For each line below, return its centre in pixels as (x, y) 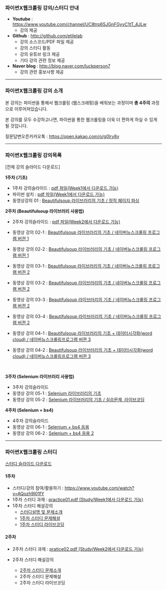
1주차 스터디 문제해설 (40, 518)
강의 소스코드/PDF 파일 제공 (47, 42)
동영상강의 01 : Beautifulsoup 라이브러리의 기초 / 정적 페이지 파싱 (76, 200)
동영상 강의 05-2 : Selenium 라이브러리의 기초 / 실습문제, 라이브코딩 (79, 399)
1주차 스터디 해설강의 (33, 506)
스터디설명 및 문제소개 (41, 512)
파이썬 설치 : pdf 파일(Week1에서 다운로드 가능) (58, 194)
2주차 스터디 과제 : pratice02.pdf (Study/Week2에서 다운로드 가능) (78, 549)
